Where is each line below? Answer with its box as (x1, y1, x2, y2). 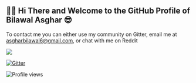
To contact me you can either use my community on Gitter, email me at (6, 31, 177, 38)
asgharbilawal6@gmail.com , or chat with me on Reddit (6, 36, 138, 44)
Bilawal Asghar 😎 (6, 15, 72, 25)
